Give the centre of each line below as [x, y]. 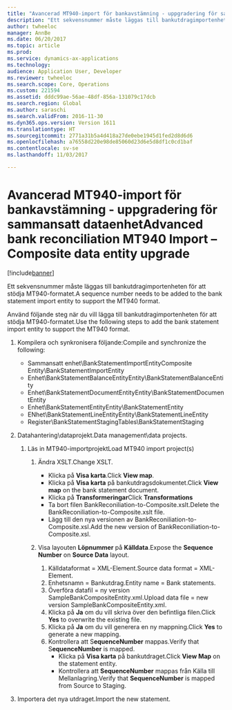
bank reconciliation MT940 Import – [112, 239]
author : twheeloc [32, 26]
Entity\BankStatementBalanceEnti [176, 378]
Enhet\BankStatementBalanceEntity [78, 378]
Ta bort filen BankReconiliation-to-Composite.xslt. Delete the [134, 504]
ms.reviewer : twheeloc [40, 78]
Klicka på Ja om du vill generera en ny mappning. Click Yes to [135, 626]
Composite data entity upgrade [98, 254]
